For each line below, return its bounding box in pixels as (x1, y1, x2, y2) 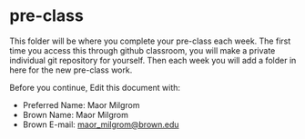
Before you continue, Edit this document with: (9, 82, 180, 93)
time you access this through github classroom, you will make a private (9, 45, 276, 55)
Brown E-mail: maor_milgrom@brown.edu (22, 119, 179, 130)
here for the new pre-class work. (9, 65, 133, 75)
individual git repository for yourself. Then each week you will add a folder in (9, 55, 297, 65)
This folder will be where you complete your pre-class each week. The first (9, 35, 291, 46)
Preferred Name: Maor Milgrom (22, 99, 140, 110)
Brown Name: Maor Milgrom (22, 109, 129, 120)
